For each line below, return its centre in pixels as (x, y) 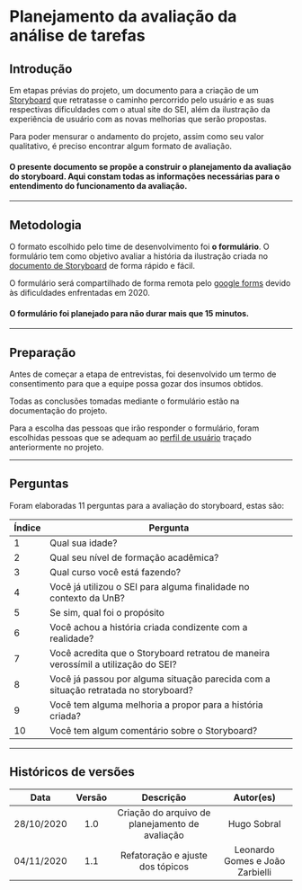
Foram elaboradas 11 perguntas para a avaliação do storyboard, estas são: (147, 505)
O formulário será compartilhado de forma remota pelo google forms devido (150, 283)
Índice (27, 528)
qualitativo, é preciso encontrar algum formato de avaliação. (120, 146)
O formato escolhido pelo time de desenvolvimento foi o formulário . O (139, 247)
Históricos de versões (72, 772)
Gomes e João (254, 860)
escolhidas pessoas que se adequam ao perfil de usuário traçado (130, 438)
